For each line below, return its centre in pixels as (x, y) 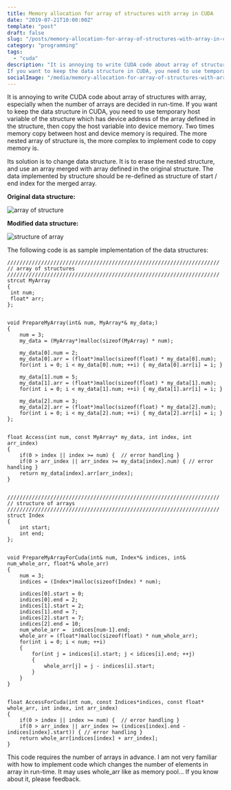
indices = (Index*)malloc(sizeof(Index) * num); (90, 582)
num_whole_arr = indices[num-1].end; (75, 630)
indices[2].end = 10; (50, 624)
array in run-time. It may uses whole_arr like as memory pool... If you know (113, 772)
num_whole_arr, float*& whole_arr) (58, 564)
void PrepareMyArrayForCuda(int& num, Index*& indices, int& (97, 558)
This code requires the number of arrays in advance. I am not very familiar (112, 757)
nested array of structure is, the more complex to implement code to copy (112, 141)
